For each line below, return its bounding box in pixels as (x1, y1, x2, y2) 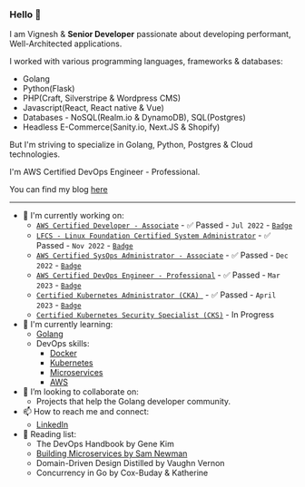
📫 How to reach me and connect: (22, 406, 150, 417)
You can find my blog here (9, 184, 108, 195)
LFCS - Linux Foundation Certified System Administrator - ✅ (35, 230, 271, 241)
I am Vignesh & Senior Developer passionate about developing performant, (9, 29, 291, 40)
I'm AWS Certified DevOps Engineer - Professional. (9, 167, 201, 178)
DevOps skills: (35, 338, 90, 349)
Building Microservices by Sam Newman (35, 448, 188, 459)
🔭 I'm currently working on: (22, 210, 124, 221)
